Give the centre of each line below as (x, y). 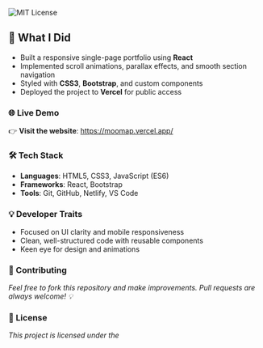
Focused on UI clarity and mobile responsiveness (102, 231)
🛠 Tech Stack (36, 155)
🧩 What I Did (40, 38)
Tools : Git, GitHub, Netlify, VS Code (79, 193)
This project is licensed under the (64, 335)
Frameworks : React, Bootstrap (71, 185)
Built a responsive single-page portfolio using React (106, 57)
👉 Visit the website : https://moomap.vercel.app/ (91, 131)
